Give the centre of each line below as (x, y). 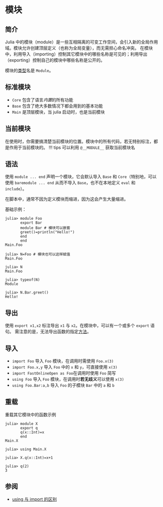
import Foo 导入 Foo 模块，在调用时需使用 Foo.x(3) (63, 361)
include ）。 (16, 189)
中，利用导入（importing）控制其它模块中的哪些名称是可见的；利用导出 (76, 54)
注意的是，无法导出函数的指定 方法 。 (55, 332)
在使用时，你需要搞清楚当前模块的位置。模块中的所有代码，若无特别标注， (79, 141)
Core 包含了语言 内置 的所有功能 (43, 99)
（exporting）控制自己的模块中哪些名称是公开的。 (55, 60)
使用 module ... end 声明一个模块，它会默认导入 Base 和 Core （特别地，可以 (81, 177)
